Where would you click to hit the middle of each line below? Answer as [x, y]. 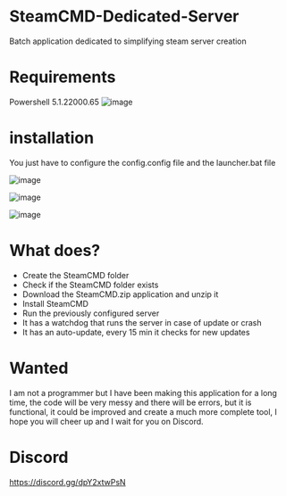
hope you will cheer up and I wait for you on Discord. [106, 421]
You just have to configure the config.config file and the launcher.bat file [143, 162]
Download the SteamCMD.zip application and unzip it [120, 294]
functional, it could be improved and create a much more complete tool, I [143, 411]
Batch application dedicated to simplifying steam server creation [128, 41]
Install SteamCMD [55, 303]
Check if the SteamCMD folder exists [90, 285]
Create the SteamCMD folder [76, 275]
